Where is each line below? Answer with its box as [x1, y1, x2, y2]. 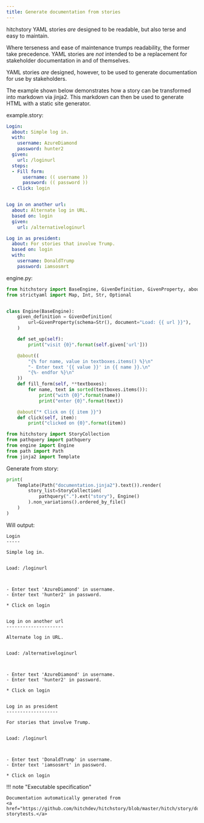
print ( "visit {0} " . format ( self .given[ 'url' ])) [28, 342, 148, 348]
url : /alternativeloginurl [17, 224, 86, 230]
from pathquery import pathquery [6, 437, 91, 443]
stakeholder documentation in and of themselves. [6, 57, 131, 64]
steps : [12, 162, 29, 169]
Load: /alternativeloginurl [6, 650, 78, 656]
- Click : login [12, 185, 50, 191]
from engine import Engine [6, 442, 75, 449]
